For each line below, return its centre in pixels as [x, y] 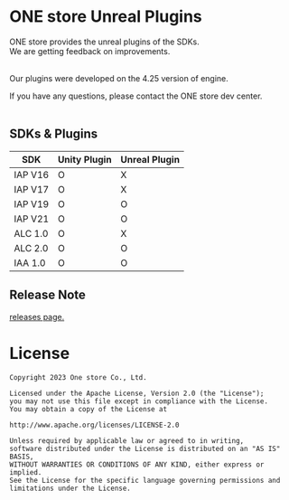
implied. [26, 472]
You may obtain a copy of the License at [89, 409]
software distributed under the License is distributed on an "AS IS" [145, 448]
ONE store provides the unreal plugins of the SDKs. [105, 42]
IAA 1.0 [30, 262]
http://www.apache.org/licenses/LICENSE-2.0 [94, 425]
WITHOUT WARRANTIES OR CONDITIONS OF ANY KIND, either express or [137, 464]
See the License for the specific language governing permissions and [145, 480]
